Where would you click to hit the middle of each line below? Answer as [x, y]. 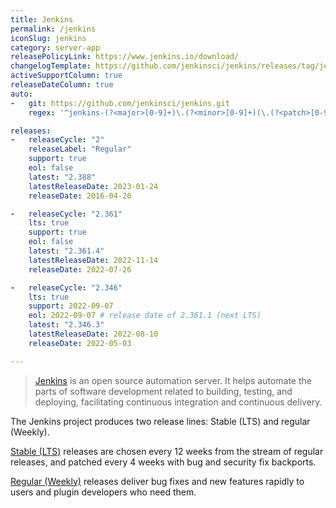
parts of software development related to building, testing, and [163, 391]
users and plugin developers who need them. [103, 492]
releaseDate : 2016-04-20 [80, 196]
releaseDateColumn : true [62, 85]
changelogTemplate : [51, 66]
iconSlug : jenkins [48, 38]
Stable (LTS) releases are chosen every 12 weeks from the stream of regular [167, 451]
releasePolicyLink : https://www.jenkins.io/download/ [125, 57]
